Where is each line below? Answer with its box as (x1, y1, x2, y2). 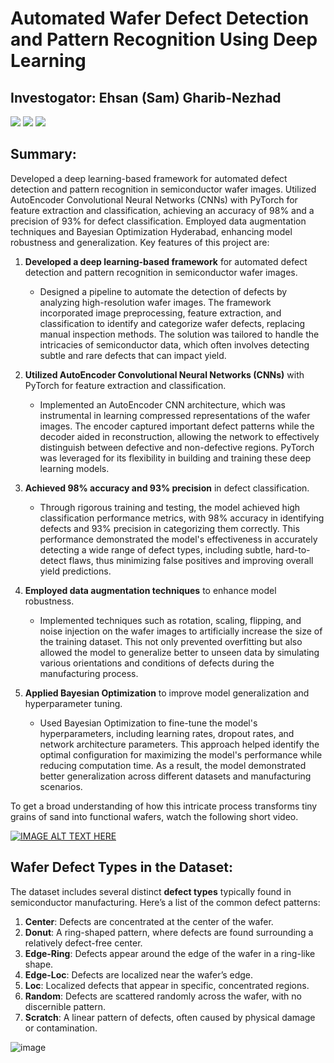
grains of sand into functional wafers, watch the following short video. (10, 810, 299, 822)
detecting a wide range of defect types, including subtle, (39, 543, 274, 556)
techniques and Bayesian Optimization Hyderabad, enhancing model (10, 225, 293, 237)
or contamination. (24, 1022, 98, 1034)
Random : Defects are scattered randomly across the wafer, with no (24, 990, 302, 1002)
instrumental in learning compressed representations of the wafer (39, 409, 311, 421)
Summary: (10, 146, 77, 163)
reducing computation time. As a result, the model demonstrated (39, 759, 307, 771)
